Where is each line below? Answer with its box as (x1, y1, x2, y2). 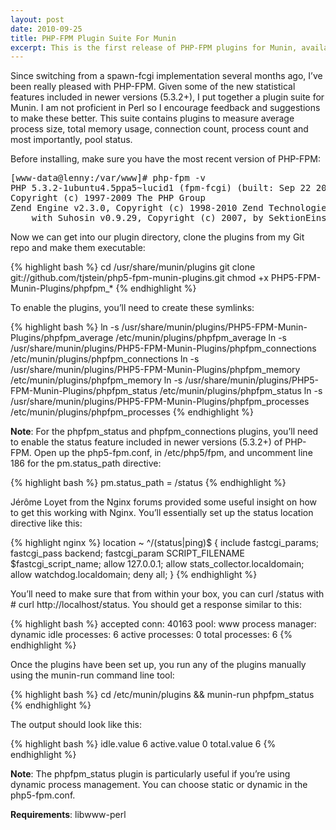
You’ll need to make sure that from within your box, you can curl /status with (10, 588, 325, 600)
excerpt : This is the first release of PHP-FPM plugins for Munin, (10, 42, 298, 53)
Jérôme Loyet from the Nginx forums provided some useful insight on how (10, 496, 318, 508)
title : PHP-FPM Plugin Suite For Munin (10, 33, 177, 43)
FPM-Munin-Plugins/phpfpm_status (10, 385, 158, 397)
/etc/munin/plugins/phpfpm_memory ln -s (10, 374, 183, 386)
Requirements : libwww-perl (10, 809, 127, 821)
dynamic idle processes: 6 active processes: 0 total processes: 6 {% (10, 629, 293, 641)
